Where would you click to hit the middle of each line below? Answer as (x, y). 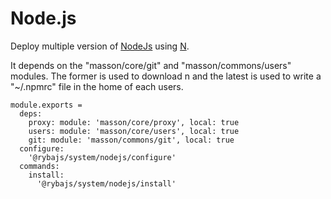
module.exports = (46, 105)
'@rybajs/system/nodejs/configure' (102, 157)
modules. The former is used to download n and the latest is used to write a (166, 76)
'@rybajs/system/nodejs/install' (106, 183)
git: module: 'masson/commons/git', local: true (131, 140)
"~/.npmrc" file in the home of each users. (97, 86)
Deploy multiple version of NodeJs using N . (100, 46)
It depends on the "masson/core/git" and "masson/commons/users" (151, 65)
